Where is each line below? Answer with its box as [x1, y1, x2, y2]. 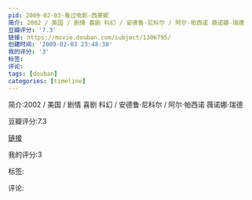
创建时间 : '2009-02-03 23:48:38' [8, 41, 113, 49]
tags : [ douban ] [8, 70, 58, 78]
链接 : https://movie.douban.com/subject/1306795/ [8, 33, 171, 42]
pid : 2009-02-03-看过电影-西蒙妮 [8, 11, 109, 20]
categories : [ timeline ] [8, 77, 86, 85]
